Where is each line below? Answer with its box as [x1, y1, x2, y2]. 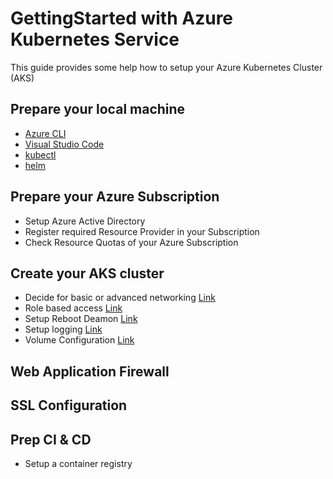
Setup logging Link [24, 323, 103, 336]
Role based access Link [24, 302, 123, 314]
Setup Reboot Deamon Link [24, 313, 138, 325]
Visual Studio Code [24, 138, 105, 150]
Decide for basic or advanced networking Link [24, 292, 216, 304]
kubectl [24, 148, 57, 161]
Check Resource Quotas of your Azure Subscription [24, 236, 239, 248]
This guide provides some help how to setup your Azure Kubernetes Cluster [10, 61, 323, 73]
